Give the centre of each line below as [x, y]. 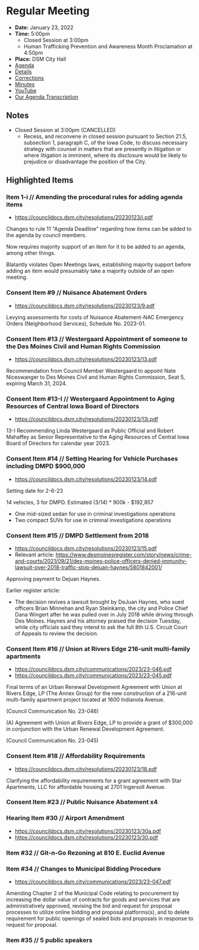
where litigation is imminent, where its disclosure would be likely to [105, 155]
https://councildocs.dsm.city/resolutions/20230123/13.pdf [86, 359]
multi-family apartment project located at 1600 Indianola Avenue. [86, 700]
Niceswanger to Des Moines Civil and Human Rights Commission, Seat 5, [96, 377]
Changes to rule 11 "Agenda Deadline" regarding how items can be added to [99, 229]
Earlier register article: [33, 590]
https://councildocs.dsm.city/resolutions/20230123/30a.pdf [88, 831]
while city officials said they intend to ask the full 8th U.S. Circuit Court [101, 627]
